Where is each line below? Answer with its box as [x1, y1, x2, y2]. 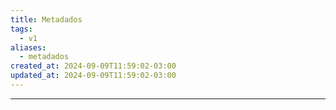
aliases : [10, 42, 47, 53]
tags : [10, 24, 33, 34]
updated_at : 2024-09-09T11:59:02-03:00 [10, 71, 177, 81]
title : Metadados [10, 14, 83, 25]
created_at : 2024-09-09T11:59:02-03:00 [10, 61, 177, 71]
